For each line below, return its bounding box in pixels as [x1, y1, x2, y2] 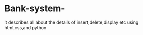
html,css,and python [4, 24, 47, 30]
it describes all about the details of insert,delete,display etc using [4, 19, 139, 25]
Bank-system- [4, 3, 65, 14]
